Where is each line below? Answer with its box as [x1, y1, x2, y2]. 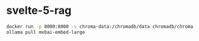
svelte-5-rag [6, 4, 71, 17]
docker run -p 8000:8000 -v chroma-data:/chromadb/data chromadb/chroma [6, 24, 194, 30]
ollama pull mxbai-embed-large [6, 29, 85, 35]
